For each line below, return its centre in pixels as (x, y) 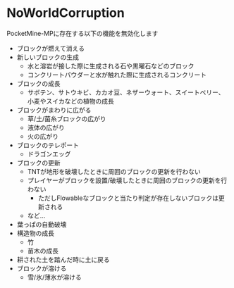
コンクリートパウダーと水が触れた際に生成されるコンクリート (117, 75)
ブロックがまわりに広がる (54, 110)
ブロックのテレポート (48, 145)
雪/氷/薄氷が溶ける (54, 277)
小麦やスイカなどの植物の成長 (70, 101)
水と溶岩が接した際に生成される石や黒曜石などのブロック (111, 65)
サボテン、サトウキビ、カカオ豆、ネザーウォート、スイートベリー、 (126, 92)
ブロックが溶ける (42, 268)
